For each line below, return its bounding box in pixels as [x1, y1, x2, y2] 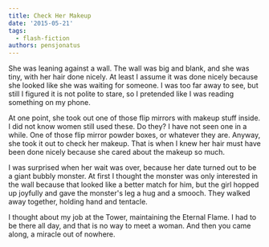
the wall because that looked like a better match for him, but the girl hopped [8, 180, 259, 189]
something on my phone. [8, 98, 91, 107]
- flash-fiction [15, 34, 70, 43]
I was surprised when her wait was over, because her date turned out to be [8, 163, 257, 172]
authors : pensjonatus [8, 42, 81, 50]
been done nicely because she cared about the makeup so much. [8, 148, 226, 157]
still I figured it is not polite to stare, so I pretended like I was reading [8, 89, 234, 99]
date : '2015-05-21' [8, 19, 74, 27]
